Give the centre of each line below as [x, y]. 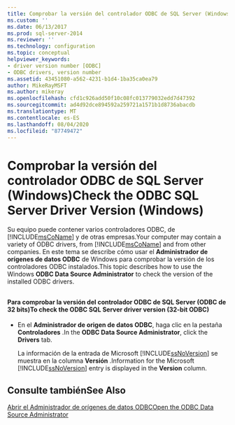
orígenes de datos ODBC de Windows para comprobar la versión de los [111, 259]
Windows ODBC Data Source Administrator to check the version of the [110, 274]
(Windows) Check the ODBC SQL [103, 195]
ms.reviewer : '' [31, 40]
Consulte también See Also [66, 390]
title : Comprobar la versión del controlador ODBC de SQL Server [104, 14]
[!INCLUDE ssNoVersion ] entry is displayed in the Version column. [112, 368]
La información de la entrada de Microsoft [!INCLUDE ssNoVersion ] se [117, 354]
